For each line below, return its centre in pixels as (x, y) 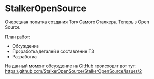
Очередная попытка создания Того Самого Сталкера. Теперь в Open (77, 22)
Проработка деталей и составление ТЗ (53, 51)
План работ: (18, 37)
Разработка (24, 56)
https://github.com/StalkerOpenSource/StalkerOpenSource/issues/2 (74, 71)
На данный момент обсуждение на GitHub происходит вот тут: (71, 66)
